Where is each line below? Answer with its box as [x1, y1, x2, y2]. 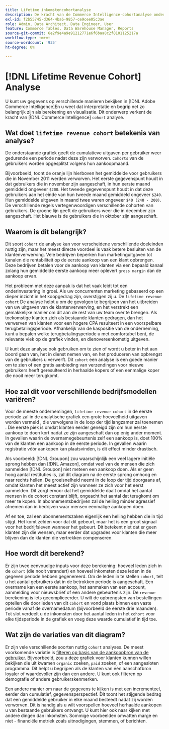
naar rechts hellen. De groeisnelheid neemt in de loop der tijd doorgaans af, [5, 477, 162, 483]
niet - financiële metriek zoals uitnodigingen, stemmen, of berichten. [5, 717, 147, 724]
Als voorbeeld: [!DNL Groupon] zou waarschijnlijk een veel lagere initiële [5, 455, 155, 462]
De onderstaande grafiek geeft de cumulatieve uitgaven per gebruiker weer [5, 150, 162, 156]
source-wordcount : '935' [5, 40, 57, 45]
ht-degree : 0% [5, 45, 35, 50]
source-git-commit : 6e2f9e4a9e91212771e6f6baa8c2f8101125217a [5, 31, 138, 36]
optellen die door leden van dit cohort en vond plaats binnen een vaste [5, 600, 152, 606]
